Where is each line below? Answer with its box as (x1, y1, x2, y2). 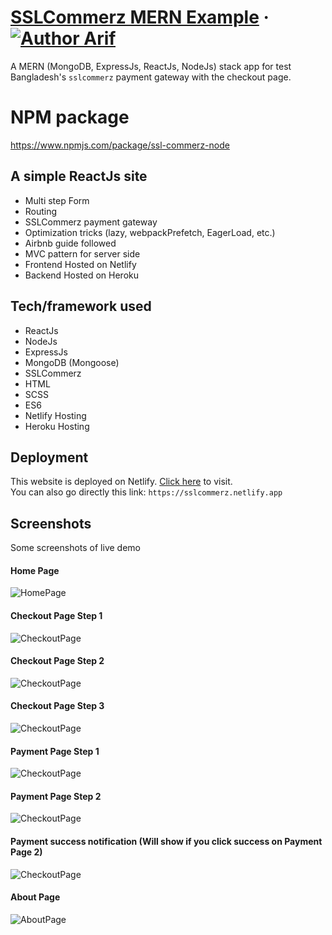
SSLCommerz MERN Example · (10, 6, 270, 29)
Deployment (10, 449, 89, 466)
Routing (24, 205, 58, 217)
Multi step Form (24, 194, 90, 206)
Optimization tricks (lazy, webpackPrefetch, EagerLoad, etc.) (24, 226, 276, 238)
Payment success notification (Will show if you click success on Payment (10, 835, 323, 847)
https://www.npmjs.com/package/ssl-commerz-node (10, 139, 230, 151)
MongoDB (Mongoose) (24, 356, 120, 368)
